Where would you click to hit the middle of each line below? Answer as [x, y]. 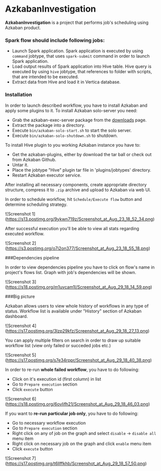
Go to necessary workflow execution [49, 423]
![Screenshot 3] [21, 282]
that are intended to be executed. [45, 77]
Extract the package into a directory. [49, 125]
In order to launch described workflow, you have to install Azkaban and [76, 105]
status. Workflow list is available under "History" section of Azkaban [73, 311]
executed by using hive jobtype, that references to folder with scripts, [82, 72]
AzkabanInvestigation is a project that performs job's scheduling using [77, 22]
